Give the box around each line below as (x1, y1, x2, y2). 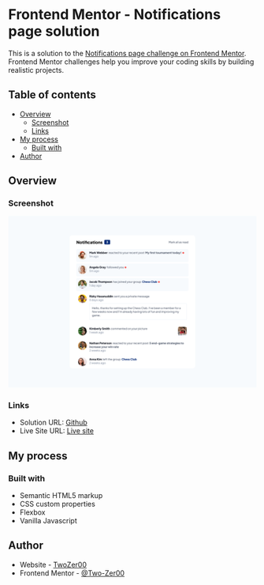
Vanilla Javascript (19, 515, 77, 525)
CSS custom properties (19, 499, 96, 508)
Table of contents (8, 89, 96, 102)
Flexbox (19, 508, 46, 517)
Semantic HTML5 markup (19, 490, 103, 500)
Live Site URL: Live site (19, 426, 95, 436)
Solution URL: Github (19, 417, 88, 428)
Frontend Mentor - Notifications (8, 6, 221, 24)
